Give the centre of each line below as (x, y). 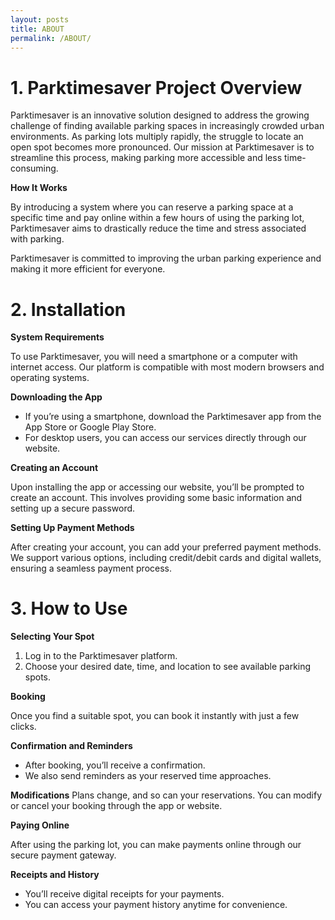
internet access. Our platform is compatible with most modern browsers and (167, 367)
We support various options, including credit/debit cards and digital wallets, (166, 558)
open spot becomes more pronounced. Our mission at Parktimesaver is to (162, 147)
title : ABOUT (37, 29)
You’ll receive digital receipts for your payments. (124, 894)
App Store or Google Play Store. (90, 427)
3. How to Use (69, 608)
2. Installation (68, 309)
